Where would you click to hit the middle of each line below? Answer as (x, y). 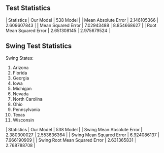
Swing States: (20, 58)
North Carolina (28, 99)
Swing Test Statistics (39, 46)
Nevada (21, 94)
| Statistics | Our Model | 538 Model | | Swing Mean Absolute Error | (74, 129)
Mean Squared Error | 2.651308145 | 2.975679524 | (58, 30)
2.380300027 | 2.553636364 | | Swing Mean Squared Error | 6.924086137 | (82, 135)
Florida (20, 73)
